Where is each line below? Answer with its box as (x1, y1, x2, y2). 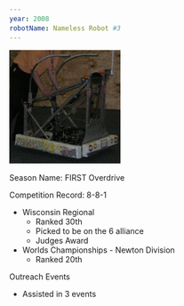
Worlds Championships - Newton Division (21, 245, 175, 255)
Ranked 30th (35, 216, 83, 227)
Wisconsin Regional (21, 206, 95, 217)
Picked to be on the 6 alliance (35, 225, 144, 236)
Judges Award (35, 235, 89, 246)
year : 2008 (9, 14, 50, 23)
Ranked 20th (35, 254, 83, 264)
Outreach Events (9, 271, 71, 282)
